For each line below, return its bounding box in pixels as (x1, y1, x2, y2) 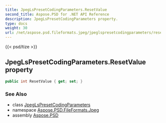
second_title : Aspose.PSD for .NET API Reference (5, 12, 110, 17)
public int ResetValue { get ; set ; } (5, 79, 83, 84)
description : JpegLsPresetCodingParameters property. (5, 16, 119, 21)
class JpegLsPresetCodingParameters (12, 102, 90, 108)
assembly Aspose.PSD (12, 112, 59, 118)
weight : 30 (5, 26, 28, 31)
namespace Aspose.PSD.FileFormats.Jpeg (12, 107, 99, 113)
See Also (5, 90, 27, 97)
